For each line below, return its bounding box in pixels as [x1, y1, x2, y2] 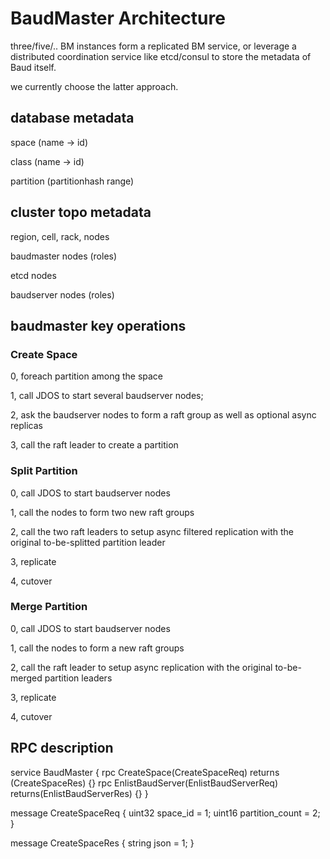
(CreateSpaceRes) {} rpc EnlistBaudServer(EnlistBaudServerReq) [10, 777, 279, 789]
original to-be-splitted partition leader [10, 536, 166, 548]
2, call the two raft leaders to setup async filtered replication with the [10, 525, 295, 537]
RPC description [10, 740, 114, 757]
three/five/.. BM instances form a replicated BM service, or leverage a [10, 40, 297, 52]
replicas [10, 420, 43, 432]
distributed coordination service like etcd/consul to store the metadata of [10, 50, 312, 62]
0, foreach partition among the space [10, 370, 164, 382]
